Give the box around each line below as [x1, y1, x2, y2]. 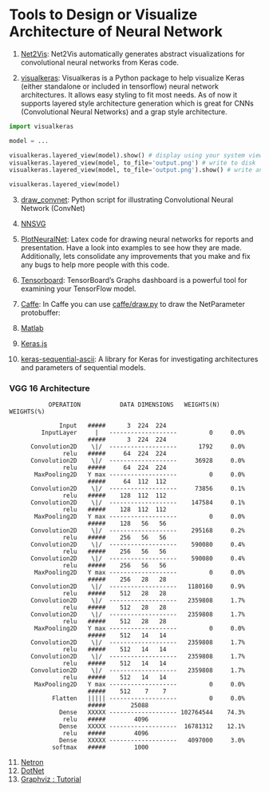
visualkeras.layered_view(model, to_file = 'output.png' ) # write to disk [9, 158, 256, 167]
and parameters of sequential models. [20, 363, 146, 372]
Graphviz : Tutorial [20, 774, 82, 784]
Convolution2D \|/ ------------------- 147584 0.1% [30, 499, 246, 507]
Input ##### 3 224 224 [59, 422, 167, 430]
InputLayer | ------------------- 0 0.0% [41, 429, 246, 437]
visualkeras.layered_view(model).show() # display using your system [9, 151, 246, 159]
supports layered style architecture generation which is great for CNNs [20, 98, 254, 108]
